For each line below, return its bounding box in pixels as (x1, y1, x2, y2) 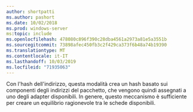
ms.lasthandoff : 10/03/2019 (6, 58, 76, 64)
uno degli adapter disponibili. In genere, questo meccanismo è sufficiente (6, 93, 187, 100)
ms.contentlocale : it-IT (6, 53, 68, 59)
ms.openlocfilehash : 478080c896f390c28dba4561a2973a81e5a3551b (6, 36, 167, 42)
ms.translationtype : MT (6, 48, 66, 54)
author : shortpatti (6, 8, 55, 15)
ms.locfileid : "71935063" (6, 64, 71, 70)
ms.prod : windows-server (6, 25, 68, 32)
